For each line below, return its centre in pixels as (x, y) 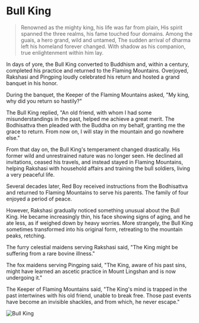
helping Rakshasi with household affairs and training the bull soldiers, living (98, 168)
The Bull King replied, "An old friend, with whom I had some (79, 112)
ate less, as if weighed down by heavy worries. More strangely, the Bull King (99, 223)
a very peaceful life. (31, 174)
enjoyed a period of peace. (39, 199)
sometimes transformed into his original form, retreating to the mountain (94, 229)
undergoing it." (24, 277)
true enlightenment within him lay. (62, 52)
